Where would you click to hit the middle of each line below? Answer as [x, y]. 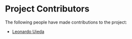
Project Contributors [47, 9]
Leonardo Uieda [28, 31]
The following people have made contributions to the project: [66, 22]
